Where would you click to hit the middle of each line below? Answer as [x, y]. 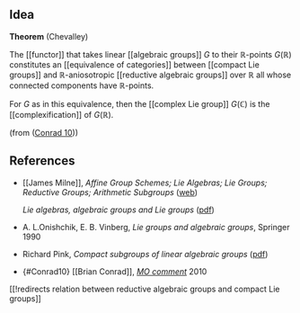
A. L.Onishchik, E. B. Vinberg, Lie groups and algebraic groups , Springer [156, 227]
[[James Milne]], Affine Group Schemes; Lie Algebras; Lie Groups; [145, 183]
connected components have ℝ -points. [82, 85]
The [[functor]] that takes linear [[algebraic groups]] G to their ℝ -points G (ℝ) [150, 54]
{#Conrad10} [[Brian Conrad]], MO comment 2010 [115, 271]
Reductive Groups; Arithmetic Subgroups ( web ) [110, 192]
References [42, 161]
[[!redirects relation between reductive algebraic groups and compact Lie [145, 289]
